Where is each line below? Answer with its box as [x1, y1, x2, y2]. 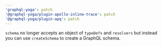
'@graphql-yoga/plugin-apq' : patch [5, 16, 80, 21]
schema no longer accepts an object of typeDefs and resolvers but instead [5, 30, 157, 36]
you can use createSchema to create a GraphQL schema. [5, 35, 121, 41]
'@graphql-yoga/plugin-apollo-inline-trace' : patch [5, 12, 115, 17]
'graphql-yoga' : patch [5, 7, 53, 12]
